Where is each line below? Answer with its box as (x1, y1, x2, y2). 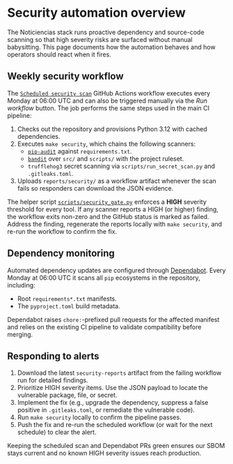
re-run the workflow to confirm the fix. (7, 227, 118, 235)
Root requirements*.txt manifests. (17, 294, 117, 303)
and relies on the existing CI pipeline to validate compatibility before (7, 322, 202, 331)
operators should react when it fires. (7, 50, 111, 59)
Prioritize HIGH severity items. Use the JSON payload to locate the (17, 384, 209, 392)
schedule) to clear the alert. (17, 428, 97, 437)
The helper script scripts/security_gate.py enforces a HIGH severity (7, 197, 207, 206)
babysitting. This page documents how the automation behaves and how (7, 43, 216, 51)
